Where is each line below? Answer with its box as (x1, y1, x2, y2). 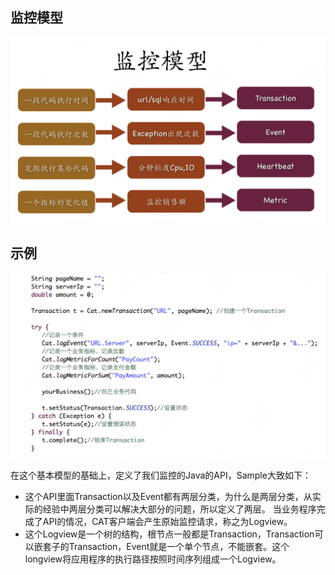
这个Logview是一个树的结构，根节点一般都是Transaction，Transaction (24, 528, 315, 540)
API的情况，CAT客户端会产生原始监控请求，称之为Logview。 (42, 515, 293, 527)
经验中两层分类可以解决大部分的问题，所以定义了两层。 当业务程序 (42, 503, 317, 515)
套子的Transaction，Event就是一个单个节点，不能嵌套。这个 (42, 540, 290, 552)
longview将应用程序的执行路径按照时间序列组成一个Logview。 (24, 553, 282, 565)
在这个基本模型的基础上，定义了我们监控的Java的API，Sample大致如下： (10, 469, 312, 481)
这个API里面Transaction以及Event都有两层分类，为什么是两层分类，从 (24, 490, 313, 502)
